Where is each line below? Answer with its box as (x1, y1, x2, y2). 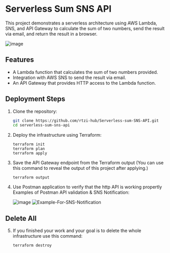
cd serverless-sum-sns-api (12, 123, 70, 128)
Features (5, 56, 34, 64)
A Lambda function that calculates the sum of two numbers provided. (12, 69, 158, 75)
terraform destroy (12, 243, 52, 248)
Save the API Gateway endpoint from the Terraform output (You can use (12, 160, 164, 166)
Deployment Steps (5, 95, 65, 104)
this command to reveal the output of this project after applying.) (12, 165, 149, 171)
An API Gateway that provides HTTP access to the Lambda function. (12, 80, 156, 86)
